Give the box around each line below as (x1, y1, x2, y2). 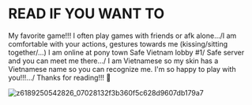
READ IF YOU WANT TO (8, 5, 165, 23)
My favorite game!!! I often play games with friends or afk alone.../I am (8, 31, 237, 40)
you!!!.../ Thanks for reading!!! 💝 (8, 73, 111, 82)
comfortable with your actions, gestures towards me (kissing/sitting (8, 39, 228, 48)
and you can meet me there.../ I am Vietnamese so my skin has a (8, 56, 219, 66)
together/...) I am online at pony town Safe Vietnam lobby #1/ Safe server (8, 47, 245, 57)
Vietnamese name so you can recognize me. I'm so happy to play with (8, 64, 236, 73)
